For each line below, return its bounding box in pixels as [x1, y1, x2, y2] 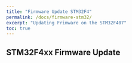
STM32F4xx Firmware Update [6, 47, 121, 57]
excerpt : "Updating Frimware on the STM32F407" [6, 20, 127, 26]
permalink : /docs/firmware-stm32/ [6, 14, 93, 20]
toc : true [6, 25, 31, 31]
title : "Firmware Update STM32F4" [6, 8, 93, 15]
